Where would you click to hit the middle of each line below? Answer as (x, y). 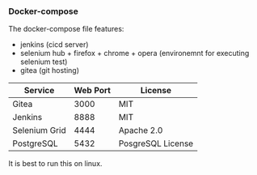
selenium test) (44, 62)
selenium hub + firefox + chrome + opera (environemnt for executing (135, 53)
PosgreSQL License (156, 143)
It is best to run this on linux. (55, 164)
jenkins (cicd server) (54, 45)
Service (39, 91)
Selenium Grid (39, 130)
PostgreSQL (35, 143)
